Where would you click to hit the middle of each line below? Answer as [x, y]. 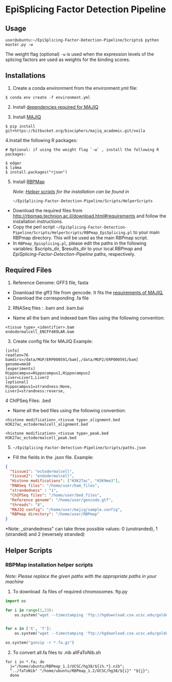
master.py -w [19, 45]
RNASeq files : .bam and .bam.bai [48, 308]
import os [16, 601]
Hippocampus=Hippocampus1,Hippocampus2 [48, 373]
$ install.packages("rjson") [36, 172]
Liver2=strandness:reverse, [35, 391]
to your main [147, 232]
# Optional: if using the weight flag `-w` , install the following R [82, 150]
